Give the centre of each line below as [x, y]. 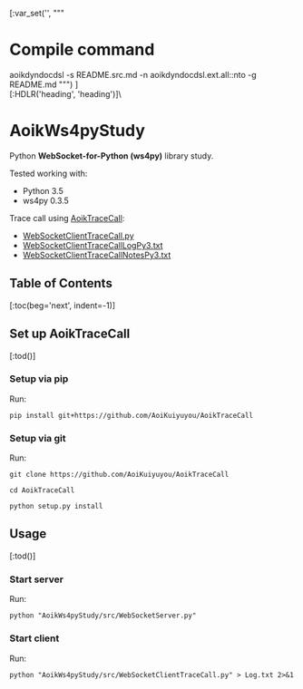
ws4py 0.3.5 [46, 200]
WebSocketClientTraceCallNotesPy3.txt [97, 255]
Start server [36, 579]
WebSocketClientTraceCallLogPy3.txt [93, 245]
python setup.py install [56, 507]
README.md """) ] [44, 84]
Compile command [82, 50]
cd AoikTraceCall [42, 490]
